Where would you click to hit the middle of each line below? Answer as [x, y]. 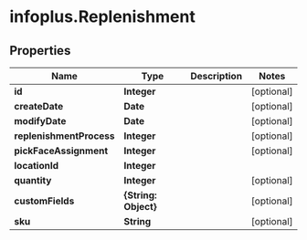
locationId [37, 166]
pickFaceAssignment [61, 151]
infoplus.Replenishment [103, 17]
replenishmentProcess [64, 136]
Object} [140, 207]
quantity [33, 180]
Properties [40, 51]
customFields [44, 201]
